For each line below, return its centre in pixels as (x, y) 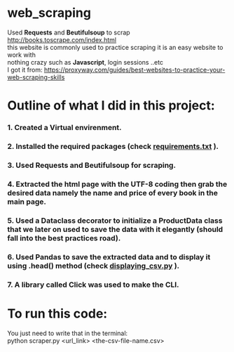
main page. (27, 202)
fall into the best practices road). (64, 238)
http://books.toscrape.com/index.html (62, 39)
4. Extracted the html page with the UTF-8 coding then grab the (117, 184)
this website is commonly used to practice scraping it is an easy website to (115, 47)
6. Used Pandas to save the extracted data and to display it (109, 256)
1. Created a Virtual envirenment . (64, 128)
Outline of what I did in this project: (111, 106)
